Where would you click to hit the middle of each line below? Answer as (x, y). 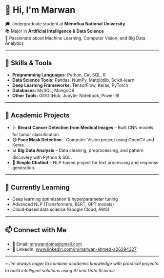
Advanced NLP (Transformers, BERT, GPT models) (63, 204)
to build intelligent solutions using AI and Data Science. (61, 271)
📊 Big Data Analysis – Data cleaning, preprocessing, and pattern (78, 150)
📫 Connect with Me (36, 230)
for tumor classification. (36, 134)
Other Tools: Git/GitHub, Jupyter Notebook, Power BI (66, 95)
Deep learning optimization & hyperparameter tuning (65, 199)
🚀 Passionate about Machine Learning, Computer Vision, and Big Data (75, 38)
